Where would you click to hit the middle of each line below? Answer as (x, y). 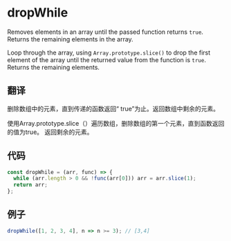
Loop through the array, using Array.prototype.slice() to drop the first (109, 52)
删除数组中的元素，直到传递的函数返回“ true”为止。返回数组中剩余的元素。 (113, 108)
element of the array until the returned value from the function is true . (107, 59)
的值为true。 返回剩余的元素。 (50, 132)
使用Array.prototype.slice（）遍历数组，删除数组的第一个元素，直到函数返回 (116, 123)
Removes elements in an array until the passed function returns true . (105, 32)
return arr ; (31, 185)
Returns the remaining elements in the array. (70, 39)
